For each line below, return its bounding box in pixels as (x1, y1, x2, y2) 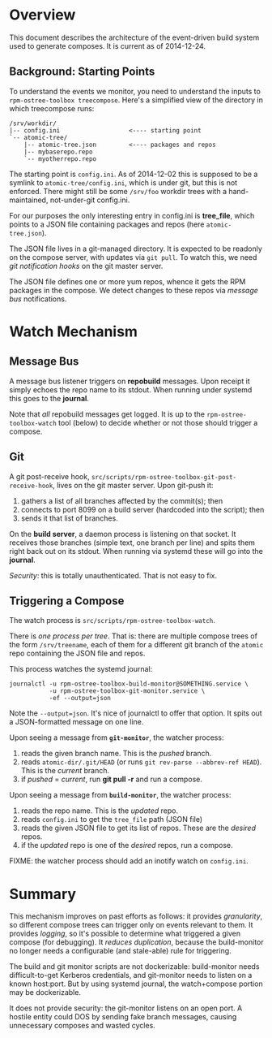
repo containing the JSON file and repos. (9, 648, 146, 659)
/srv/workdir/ (9, 119, 57, 128)
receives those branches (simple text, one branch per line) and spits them (9, 538, 256, 547)
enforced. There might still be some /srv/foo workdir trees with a (9, 186, 227, 196)
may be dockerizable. (9, 988, 82, 997)
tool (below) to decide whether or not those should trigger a (58, 417, 258, 427)
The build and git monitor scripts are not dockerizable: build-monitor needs (9, 962, 260, 971)
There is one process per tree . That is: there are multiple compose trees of (9, 631, 258, 641)
